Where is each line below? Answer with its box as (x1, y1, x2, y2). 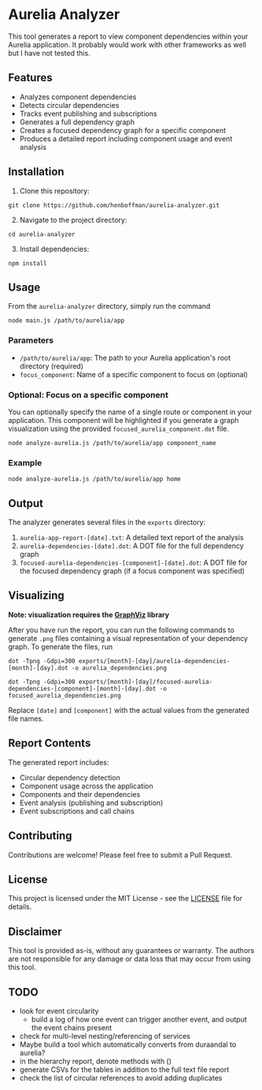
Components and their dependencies (19, 789, 141, 799)
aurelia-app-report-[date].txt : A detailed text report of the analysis (19, 533, 244, 543)
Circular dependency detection (19, 773, 120, 782)
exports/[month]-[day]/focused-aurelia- (78, 677, 213, 686)
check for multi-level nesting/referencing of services (19, 1031, 190, 1040)
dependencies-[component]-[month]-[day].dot (8, 684, 157, 692)
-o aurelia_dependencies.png (71, 664, 168, 672)
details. (8, 902, 32, 911)
